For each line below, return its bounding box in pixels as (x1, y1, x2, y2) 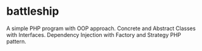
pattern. (6, 37, 26, 45)
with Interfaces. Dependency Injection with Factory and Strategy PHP (6, 31, 182, 38)
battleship (6, 4, 59, 18)
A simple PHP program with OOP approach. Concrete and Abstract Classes (6, 25, 196, 32)
